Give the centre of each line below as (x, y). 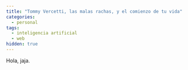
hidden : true (22, 44)
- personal (25, 22)
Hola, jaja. (18, 60)
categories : (21, 17)
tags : (13, 28)
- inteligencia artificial (44, 33)
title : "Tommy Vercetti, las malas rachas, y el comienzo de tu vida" (94, 11)
